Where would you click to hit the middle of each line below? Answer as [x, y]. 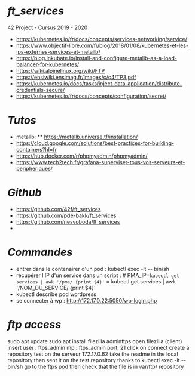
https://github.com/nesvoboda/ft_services [68, 221]
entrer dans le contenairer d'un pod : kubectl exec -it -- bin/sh [93, 269]
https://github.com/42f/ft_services [58, 209]
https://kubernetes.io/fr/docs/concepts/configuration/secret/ [91, 96]
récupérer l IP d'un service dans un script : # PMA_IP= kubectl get [97, 275]
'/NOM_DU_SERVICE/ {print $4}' [56, 288]
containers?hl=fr [36, 149]
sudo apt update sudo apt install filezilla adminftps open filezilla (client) [95, 341]
